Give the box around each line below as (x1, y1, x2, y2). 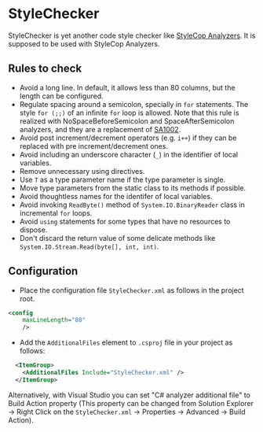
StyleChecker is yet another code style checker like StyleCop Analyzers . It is (8, 31, 256, 40)
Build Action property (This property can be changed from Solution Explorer (8, 398, 254, 408)
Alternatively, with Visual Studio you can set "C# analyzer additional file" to (8, 390, 251, 400)
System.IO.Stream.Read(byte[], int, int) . (19, 242, 159, 251)
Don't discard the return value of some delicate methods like (19, 233, 216, 242)
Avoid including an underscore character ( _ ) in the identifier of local (19, 150, 238, 159)
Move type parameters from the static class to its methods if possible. (19, 183, 246, 193)
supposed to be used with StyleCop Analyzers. (8, 39, 160, 48)
